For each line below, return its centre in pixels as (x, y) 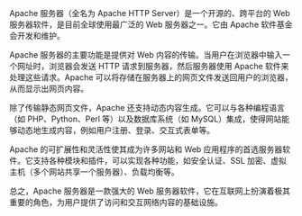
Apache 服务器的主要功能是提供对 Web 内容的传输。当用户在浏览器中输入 (146, 55)
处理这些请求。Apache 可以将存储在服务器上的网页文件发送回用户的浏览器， (151, 77)
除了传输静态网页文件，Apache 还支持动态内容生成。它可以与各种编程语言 (147, 108)
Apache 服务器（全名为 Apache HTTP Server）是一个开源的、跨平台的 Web (150, 13)
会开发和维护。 (37, 36)
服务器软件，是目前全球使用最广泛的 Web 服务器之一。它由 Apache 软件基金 (151, 24)
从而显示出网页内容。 (49, 89)
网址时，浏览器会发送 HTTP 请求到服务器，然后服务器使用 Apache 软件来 (153, 66)
